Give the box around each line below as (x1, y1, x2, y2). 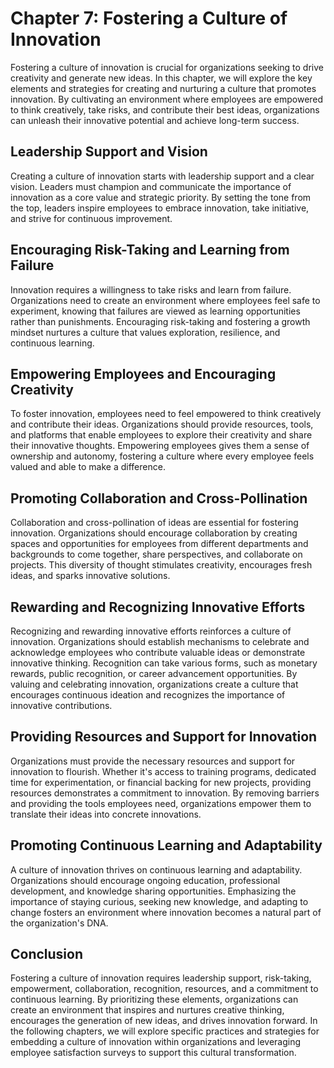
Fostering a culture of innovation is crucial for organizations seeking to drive (10, 61, 324, 73)
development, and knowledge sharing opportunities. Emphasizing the (10, 885, 297, 897)
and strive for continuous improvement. (10, 212, 173, 224)
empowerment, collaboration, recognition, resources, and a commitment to (10, 983, 319, 995)
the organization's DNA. (10, 917, 109, 929)
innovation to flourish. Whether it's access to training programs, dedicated (10, 765, 317, 777)
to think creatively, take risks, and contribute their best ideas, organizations (10, 103, 320, 116)
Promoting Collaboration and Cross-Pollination (10, 490, 308, 507)
